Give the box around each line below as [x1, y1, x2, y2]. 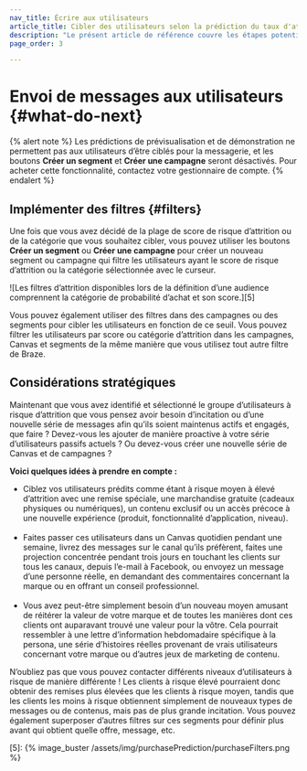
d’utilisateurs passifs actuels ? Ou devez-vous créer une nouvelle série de [9, 438, 288, 449]
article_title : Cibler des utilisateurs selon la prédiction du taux [9, 22, 281, 31]
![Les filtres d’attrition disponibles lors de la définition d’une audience [9, 283, 270, 293]
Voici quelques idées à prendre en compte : [9, 466, 178, 477]
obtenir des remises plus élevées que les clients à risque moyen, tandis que [9, 685, 294, 696]
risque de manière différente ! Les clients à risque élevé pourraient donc [9, 676, 281, 687]
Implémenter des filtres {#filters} [9, 201, 203, 217]
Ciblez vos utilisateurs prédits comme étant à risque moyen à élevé [22, 483, 276, 494]
